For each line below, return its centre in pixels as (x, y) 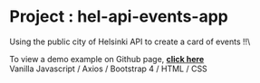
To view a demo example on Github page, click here (107, 59)
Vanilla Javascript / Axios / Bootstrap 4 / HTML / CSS (109, 69)
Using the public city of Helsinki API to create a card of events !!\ (130, 41)
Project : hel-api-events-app (119, 17)
